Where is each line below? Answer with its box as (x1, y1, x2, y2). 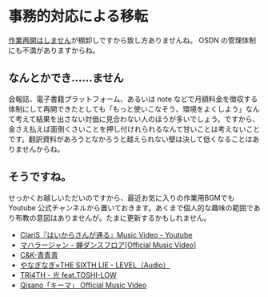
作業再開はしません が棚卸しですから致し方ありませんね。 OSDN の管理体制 (8, 35, 256, 45)
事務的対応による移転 (8, 7, 149, 26)
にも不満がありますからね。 (8, 45, 96, 55)
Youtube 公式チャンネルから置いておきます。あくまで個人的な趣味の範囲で (8, 202, 254, 213)
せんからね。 (22, 144, 65, 153)
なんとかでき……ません (8, 71, 124, 85)
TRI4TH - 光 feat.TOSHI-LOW (19, 270, 118, 279)
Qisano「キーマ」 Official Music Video (19, 280, 147, 290)
